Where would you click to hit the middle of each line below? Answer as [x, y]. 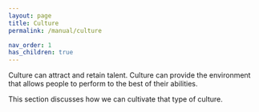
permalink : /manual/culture [55, 30]
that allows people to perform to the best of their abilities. [103, 84]
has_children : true [41, 53]
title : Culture [34, 23]
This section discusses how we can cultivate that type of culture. [115, 99]
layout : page [30, 16]
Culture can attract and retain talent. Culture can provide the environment [129, 75]
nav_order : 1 [30, 45]
